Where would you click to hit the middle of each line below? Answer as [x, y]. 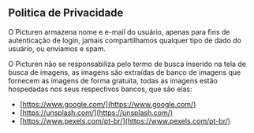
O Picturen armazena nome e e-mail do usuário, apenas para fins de [119, 31]
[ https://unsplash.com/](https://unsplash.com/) [96, 113]
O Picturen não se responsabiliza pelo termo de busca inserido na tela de [127, 64]
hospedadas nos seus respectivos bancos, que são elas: [100, 89]
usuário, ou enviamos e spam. [57, 48]
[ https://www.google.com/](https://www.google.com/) [108, 104]
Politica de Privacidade [66, 13]
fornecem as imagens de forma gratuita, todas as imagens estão [113, 80]
